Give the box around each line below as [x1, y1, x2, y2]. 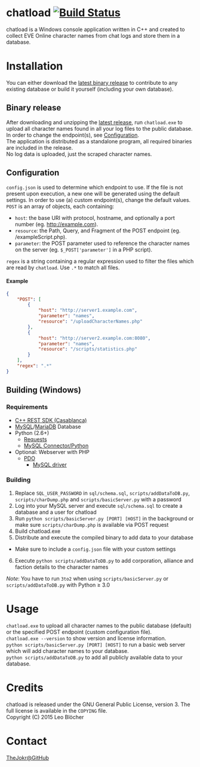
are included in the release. [6, 144, 73, 151]
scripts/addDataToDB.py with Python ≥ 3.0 [6, 581, 110, 588]
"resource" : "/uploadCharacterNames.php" [38, 318, 143, 325]
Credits [6, 681, 44, 694]
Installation [6, 60, 63, 73]
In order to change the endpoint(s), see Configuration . [6, 131, 139, 139]
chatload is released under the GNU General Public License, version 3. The [6, 701, 190, 708]
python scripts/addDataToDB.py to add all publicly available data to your [6, 654, 183, 661]
